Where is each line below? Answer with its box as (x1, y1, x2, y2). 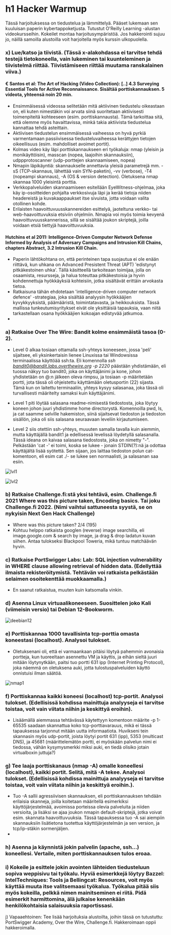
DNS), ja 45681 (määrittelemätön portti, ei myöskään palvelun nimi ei (12, 739, 157, 745)
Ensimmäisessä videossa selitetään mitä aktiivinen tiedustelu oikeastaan (12, 103, 165, 109)
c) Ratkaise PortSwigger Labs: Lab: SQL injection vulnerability (5, 556, 162, 563)
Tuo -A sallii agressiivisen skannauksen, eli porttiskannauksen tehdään (12, 793, 162, 799)
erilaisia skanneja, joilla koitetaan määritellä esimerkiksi (12, 798, 129, 804)
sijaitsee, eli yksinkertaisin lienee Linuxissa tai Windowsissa (12, 352, 138, 358)
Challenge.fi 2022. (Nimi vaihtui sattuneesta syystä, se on (5, 504, 153, 511)
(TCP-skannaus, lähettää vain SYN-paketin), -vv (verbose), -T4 (19, 168, 152, 174)
